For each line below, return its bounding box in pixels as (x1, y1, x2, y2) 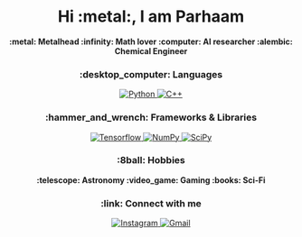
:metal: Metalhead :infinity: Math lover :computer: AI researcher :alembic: (9, 36, 293, 47)
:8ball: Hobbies (116, 154, 186, 167)
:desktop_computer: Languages (79, 68, 223, 80)
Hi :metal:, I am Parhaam (57, 6, 245, 27)
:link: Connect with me (99, 196, 203, 209)
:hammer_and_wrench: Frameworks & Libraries (44, 111, 258, 123)
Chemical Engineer (114, 45, 188, 56)
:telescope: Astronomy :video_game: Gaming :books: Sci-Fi (36, 174, 266, 186)
